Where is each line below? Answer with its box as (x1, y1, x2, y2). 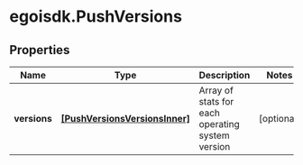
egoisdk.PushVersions (9, 6, 183, 27)
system (198, 129, 230, 142)
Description (198, 69, 251, 81)
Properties (9, 42, 70, 58)
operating (198, 118, 241, 130)
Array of (198, 84, 234, 96)
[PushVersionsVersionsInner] (60, 113, 191, 124)
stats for (198, 96, 234, 107)
